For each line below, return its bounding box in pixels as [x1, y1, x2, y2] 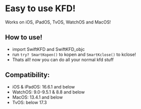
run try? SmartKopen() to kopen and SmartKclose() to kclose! [12, 51, 136, 57]
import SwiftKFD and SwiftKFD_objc [12, 46, 85, 52]
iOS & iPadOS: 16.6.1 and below [12, 84, 75, 89]
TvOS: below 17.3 [12, 99, 47, 105]
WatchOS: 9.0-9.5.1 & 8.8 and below [12, 89, 85, 95]
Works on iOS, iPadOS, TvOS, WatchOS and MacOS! [5, 19, 111, 25]
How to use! [5, 33, 43, 42]
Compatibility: [5, 71, 50, 79]
